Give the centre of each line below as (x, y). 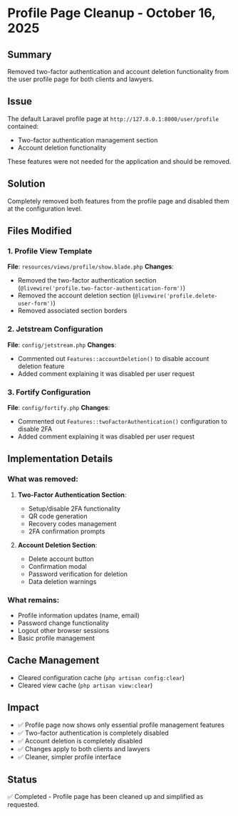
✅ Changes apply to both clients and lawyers (84, 748)
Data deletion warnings (62, 581)
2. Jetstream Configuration (55, 329)
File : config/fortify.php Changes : (59, 407)
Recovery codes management (72, 523)
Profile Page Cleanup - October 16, (112, 13)
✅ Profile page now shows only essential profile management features (121, 725)
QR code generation (58, 516)
